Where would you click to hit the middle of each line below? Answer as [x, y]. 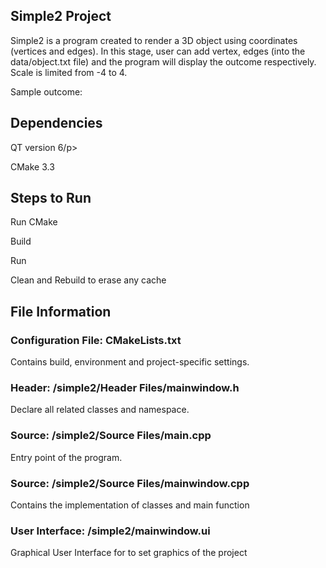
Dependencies [56, 123]
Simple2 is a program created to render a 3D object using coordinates [154, 40]
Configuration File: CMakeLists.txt [96, 340]
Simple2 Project [61, 16]
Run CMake [34, 222]
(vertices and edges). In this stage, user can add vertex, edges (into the [158, 51]
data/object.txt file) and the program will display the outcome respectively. [163, 61]
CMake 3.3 [32, 166]
